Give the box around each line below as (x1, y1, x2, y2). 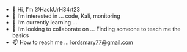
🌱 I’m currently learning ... (12, 19, 78, 26)
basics (12, 32, 29, 39)
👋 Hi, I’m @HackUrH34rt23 (12, 6, 81, 13)
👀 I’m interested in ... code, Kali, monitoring (12, 12, 120, 20)
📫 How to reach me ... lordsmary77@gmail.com (12, 39, 133, 46)
